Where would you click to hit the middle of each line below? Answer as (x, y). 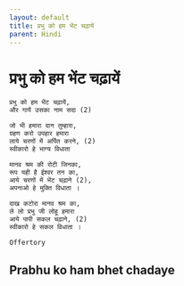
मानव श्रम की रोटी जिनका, (46, 165)
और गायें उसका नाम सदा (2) (50, 110)
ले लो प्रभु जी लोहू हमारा (42, 212)
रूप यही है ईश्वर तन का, (44, 173)
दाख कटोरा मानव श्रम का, (45, 204)
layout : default (39, 17)
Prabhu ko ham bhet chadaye (92, 270)
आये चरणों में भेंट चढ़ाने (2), (50, 180)
